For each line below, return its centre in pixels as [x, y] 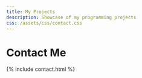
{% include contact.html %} [41, 69]
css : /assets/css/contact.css [44, 23]
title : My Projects [31, 12]
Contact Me [36, 52]
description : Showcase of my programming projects [71, 17]
